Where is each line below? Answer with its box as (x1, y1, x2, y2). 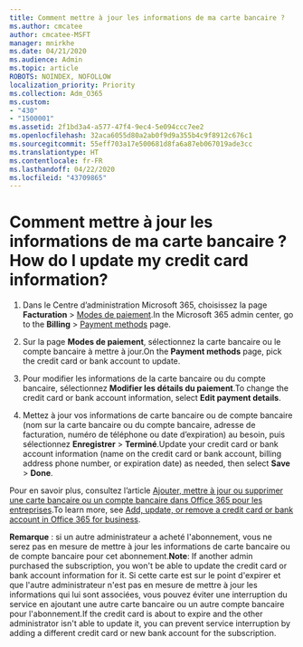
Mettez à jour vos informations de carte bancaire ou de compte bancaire (22, 410, 293, 421)
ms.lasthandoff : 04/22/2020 (9, 165, 116, 174)
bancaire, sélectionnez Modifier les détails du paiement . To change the (22, 383, 289, 394)
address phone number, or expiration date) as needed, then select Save (22, 458, 291, 469)
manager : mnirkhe (9, 38, 75, 48)
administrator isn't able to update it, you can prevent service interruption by (9, 618, 291, 629)
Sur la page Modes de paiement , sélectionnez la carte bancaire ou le (22, 337, 281, 347)
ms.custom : (9, 97, 51, 107)
